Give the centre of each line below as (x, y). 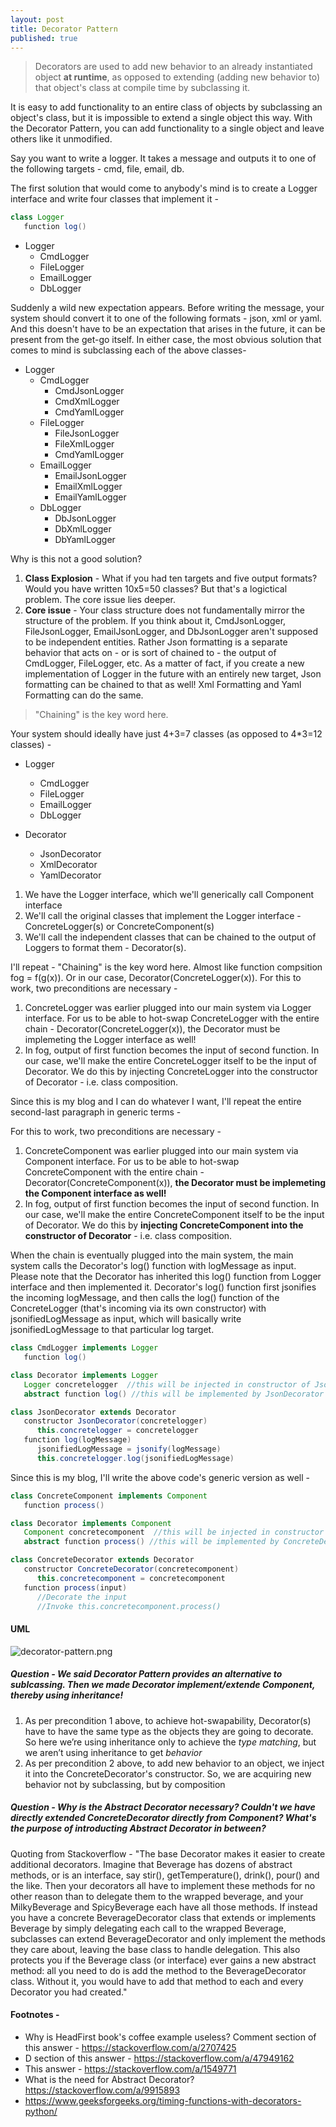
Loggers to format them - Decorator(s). (105, 948)
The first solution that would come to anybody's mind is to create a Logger (164, 188)
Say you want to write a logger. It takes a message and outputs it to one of (163, 158)
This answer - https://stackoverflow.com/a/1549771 (130, 2068)
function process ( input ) (75, 1587)
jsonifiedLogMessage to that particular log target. (112, 1330)
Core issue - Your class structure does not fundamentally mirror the (164, 610)
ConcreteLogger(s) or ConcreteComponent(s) (119, 927)
